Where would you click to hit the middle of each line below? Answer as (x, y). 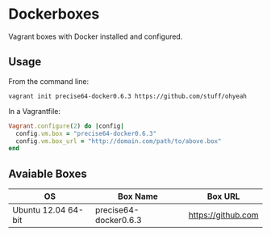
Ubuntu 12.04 (39, 210)
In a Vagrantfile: (34, 111)
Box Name (138, 196)
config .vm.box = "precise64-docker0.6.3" (86, 133)
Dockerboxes (54, 14)
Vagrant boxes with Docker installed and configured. (96, 36)
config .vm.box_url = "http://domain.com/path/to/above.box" (119, 141)
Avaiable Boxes (48, 173)
